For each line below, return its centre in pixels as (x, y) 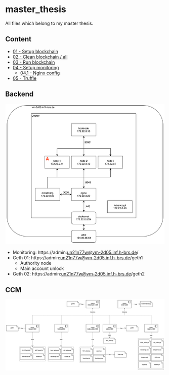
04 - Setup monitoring (36, 67)
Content (18, 39)
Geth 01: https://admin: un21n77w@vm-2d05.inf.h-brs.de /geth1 (78, 258)
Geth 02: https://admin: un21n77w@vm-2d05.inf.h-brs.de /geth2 (79, 274)
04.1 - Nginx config (40, 73)
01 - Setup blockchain (35, 51)
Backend (19, 94)
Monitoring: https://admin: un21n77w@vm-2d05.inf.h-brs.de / (75, 252)
